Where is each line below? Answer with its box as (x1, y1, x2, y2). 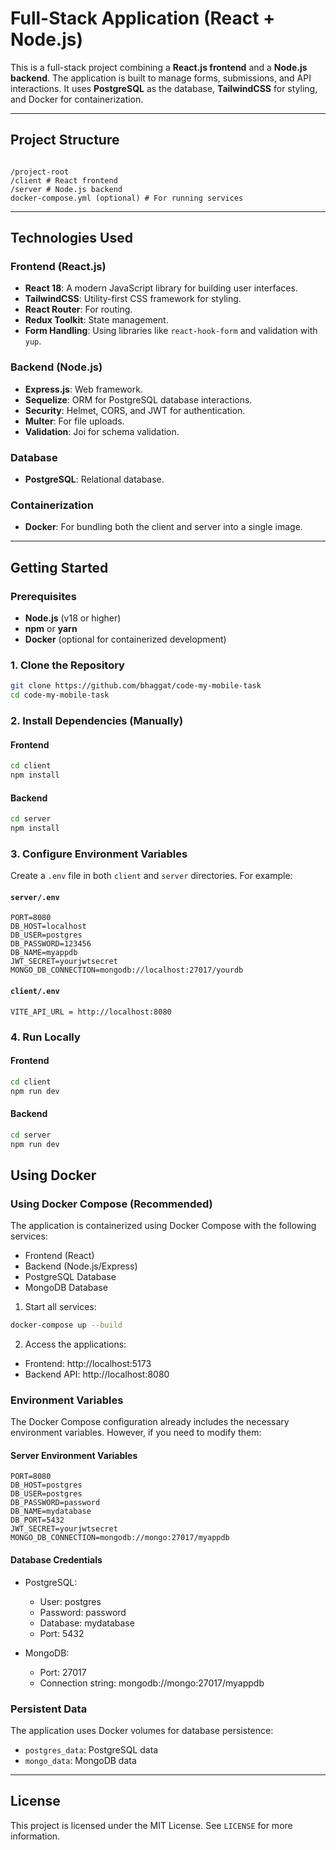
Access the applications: (24, 1338, 127, 1350)
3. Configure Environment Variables (10, 847, 188, 861)
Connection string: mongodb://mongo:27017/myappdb (39, 1677, 265, 1689)
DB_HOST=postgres (10, 1480, 83, 1491)
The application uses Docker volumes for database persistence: (10, 1724, 274, 1736)
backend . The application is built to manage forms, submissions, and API (10, 72, 312, 84)
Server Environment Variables (10, 1449, 138, 1461)
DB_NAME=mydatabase (10, 1507, 92, 1517)
